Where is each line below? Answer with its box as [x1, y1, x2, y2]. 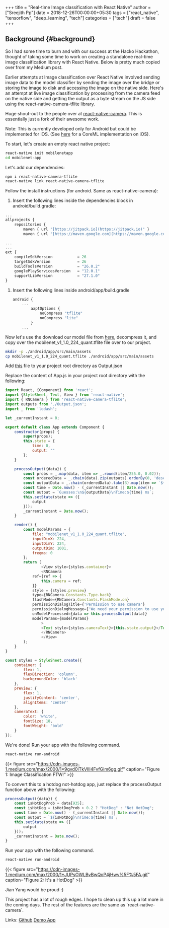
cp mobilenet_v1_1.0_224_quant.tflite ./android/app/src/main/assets [5, 353, 154, 359]
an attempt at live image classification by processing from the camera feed [5, 90, 160, 96]
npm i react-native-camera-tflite [5, 174, 78, 179]
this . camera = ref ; [41, 579, 82, 584]
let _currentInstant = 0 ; [5, 415, 59, 420]
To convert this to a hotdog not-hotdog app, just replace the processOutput [5, 781, 161, 787]
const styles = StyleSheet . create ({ [5, 658, 82, 663]
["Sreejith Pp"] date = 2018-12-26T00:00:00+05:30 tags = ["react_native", [5, 10, 159, 16]
